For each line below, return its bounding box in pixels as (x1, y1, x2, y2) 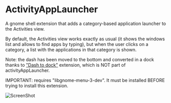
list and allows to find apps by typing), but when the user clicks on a (5, 41, 149, 47)
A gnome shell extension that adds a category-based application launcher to (5, 20, 166, 27)
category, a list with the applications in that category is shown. (5, 46, 137, 53)
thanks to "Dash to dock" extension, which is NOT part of (5, 62, 126, 68)
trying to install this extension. (5, 83, 68, 89)
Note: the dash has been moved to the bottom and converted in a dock (5, 56, 154, 62)
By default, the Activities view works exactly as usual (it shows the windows (5, 36, 165, 42)
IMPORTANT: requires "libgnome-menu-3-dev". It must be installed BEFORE (5, 77, 165, 83)
